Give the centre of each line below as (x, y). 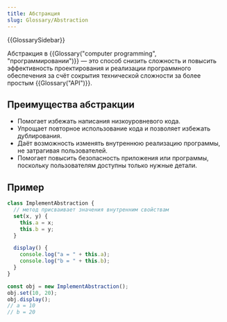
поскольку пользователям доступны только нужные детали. (107, 166)
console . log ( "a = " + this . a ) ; (65, 255)
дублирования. (40, 136)
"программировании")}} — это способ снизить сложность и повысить (112, 60)
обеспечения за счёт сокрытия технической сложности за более (104, 75)
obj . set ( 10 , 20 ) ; (32, 293)
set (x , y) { (31, 216)
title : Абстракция (34, 14)
